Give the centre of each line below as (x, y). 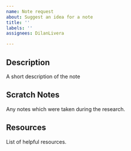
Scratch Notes (33, 95)
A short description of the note (43, 76)
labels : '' (19, 28)
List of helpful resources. (36, 142)
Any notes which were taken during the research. (65, 109)
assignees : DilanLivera (35, 33)
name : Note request (30, 11)
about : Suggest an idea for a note (50, 17)
